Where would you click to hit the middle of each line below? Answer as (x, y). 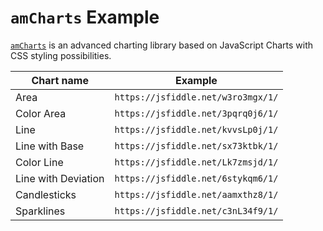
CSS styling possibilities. (61, 55)
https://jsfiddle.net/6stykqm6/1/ (196, 178)
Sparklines (40, 211)
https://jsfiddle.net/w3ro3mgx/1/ (196, 97)
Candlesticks (46, 194)
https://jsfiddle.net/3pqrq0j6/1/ (196, 113)
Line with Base (50, 146)
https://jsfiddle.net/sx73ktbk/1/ (196, 145)
